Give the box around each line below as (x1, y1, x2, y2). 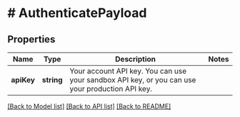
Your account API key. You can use (69, 66, 187, 76)
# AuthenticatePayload (7, 5, 147, 21)
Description (115, 55, 156, 64)
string (41, 75, 63, 84)
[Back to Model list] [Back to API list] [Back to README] (7, 102, 171, 111)
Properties (7, 33, 56, 45)
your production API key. (69, 84, 152, 94)
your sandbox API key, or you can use (69, 75, 196, 84)
